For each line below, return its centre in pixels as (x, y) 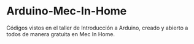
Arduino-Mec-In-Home (67, 11)
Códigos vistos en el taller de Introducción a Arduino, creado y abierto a (97, 28)
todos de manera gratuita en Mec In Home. (61, 34)
